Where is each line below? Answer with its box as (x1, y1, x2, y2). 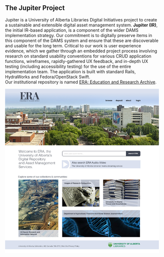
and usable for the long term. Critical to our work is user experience (5, 42, 142, 48)
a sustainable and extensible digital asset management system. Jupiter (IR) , (5, 22, 158, 28)
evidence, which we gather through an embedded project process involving (5, 48, 157, 54)
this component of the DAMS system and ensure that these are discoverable (5, 38, 159, 43)
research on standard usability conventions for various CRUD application (5, 53, 152, 59)
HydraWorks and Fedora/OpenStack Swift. (5, 74, 90, 79)
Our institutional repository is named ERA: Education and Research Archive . (5, 79, 157, 85)
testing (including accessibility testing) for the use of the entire (5, 63, 131, 69)
